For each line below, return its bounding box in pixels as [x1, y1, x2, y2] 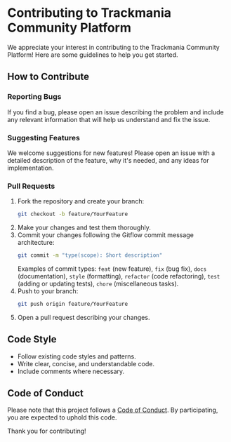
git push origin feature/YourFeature [17, 300, 128, 307]
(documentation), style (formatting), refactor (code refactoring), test [17, 272, 220, 280]
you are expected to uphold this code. [7, 413, 117, 422]
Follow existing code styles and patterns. [17, 352, 136, 361]
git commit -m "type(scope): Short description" [17, 252, 163, 259]
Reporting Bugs [7, 92, 62, 102]
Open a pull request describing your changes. [17, 313, 150, 321]
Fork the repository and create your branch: [17, 197, 145, 206]
